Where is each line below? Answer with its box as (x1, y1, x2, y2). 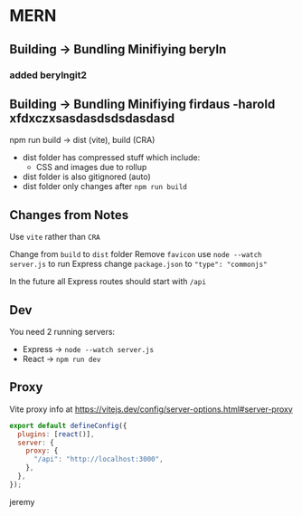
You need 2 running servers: (9, 326, 116, 337)
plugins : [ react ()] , (17, 429, 95, 439)
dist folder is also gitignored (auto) (22, 171, 151, 182)
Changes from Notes (9, 207, 129, 223)
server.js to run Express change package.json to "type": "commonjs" (9, 259, 269, 270)
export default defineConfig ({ (9, 421, 127, 430)
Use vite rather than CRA (9, 232, 101, 243)
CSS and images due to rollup (35, 162, 147, 173)
